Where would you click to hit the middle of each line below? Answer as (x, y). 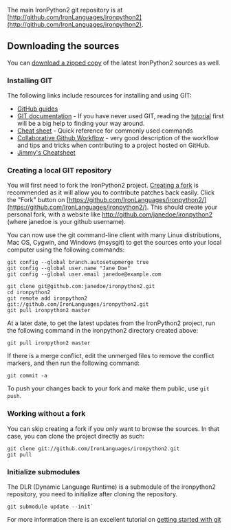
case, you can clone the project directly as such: (76, 436)
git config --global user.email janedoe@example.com (84, 274)
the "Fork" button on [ (38, 200)
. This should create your (182, 207)
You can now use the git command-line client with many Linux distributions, (114, 235)
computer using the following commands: (66, 250)
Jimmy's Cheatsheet (46, 153)
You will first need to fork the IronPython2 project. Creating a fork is (103, 186)
